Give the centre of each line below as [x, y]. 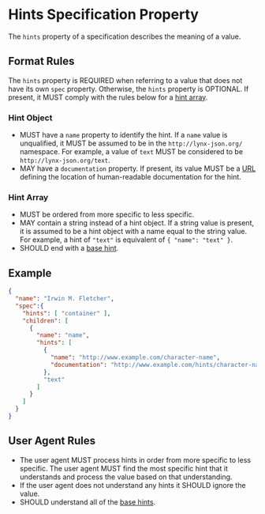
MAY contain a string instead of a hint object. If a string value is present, [137, 223]
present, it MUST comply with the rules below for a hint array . [108, 97]
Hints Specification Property [104, 15]
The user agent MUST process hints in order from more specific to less [135, 459]
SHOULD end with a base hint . [69, 248]
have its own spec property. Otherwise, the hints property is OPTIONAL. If [129, 89]
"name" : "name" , [63, 335]
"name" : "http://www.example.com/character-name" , [135, 357]
